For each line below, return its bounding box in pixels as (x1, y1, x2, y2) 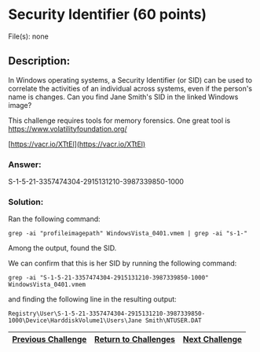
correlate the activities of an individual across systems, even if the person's (8, 83, 253, 93)
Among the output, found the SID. (8, 243, 117, 253)
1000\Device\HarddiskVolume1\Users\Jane (8, 317, 143, 324)
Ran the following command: (8, 214, 101, 224)
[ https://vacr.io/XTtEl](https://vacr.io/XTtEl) (8, 139, 146, 149)
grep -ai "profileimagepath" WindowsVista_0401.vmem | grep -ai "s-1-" (8, 230, 247, 238)
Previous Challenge (12, 334, 87, 345)
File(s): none (8, 31, 49, 41)
